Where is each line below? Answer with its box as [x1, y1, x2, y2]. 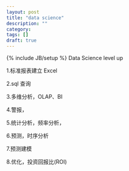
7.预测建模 [6, 145, 32, 152]
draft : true [6, 37, 37, 44]
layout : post [6, 9, 40, 15]
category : [6, 26, 32, 32]
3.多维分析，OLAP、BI [6, 93, 63, 100]
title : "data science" [6, 15, 64, 21]
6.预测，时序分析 [6, 132, 49, 139]
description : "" [6, 20, 48, 26]
